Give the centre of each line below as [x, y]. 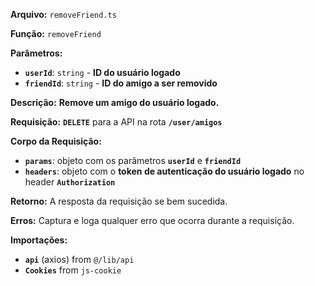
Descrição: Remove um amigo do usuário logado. [115, 102]
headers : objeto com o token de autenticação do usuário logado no [164, 171]
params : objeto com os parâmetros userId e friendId [133, 160]
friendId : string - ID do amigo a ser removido [121, 83]
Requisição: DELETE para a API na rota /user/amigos [116, 122]
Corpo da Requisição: [56, 141]
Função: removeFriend [56, 33]
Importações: [39, 240]
